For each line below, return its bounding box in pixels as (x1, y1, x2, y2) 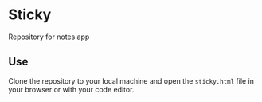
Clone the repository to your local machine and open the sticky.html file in (8, 76, 255, 85)
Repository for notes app (8, 32, 90, 41)
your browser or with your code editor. (8, 84, 135, 94)
